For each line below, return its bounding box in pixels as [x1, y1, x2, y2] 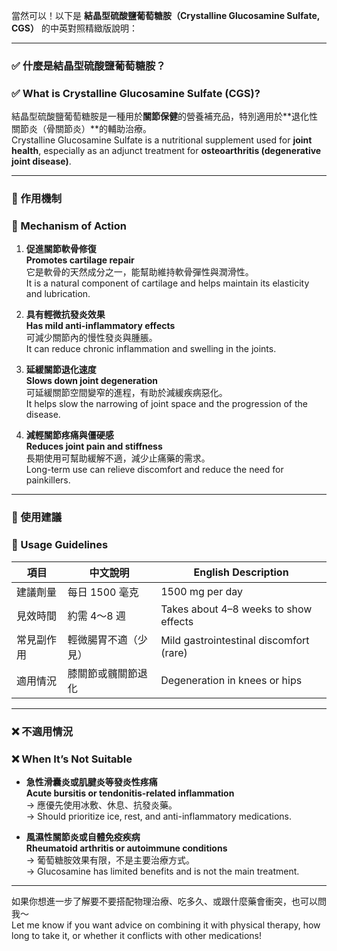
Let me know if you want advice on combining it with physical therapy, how [11, 919, 321, 931]
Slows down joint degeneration [25, 375, 158, 387]
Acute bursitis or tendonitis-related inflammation [25, 787, 235, 799]
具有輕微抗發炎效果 [25, 309, 106, 321]
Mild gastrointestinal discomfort [160, 633, 310, 647]
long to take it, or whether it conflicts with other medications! [11, 929, 263, 941]
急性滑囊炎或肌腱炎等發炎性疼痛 [25, 775, 158, 788]
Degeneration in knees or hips [160, 673, 303, 687]
